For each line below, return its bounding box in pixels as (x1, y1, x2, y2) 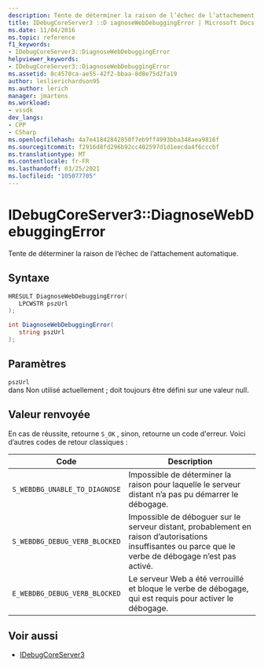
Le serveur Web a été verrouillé (128, 573, 244, 584)
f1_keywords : (8, 41, 51, 49)
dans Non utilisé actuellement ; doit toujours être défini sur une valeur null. (8, 385, 249, 394)
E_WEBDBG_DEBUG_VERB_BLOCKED (12, 588, 121, 598)
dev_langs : (8, 114, 44, 122)
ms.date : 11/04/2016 (8, 26, 76, 34)
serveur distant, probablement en (128, 521, 251, 532)
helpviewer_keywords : (8, 56, 79, 64)
